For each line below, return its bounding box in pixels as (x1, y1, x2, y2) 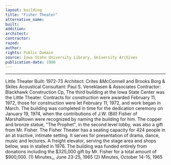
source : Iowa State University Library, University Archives (5, 54, 138, 60)
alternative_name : (5, 17, 44, 22)
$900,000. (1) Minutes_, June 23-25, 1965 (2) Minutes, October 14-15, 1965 (5, 154, 163, 160)
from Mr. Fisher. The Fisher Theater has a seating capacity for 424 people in (5, 127, 165, 133)
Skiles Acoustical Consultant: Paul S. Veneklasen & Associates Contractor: (5, 84, 161, 90)
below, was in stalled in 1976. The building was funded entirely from (5, 143, 148, 149)
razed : (5, 41, 19, 46)
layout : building (5, 7, 42, 13)
